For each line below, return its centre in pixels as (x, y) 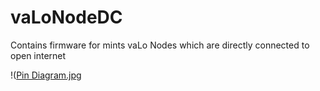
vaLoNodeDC (66, 17)
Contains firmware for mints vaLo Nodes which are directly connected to (160, 45)
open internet (38, 55)
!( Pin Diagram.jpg (46, 75)
